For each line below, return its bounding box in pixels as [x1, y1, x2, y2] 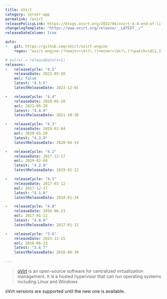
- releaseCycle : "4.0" [5, 204, 57, 209]
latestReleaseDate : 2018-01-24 [14, 195, 79, 200]
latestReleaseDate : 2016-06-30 [14, 250, 79, 255]
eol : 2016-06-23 [14, 240, 48, 246]
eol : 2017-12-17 [14, 186, 48, 191]
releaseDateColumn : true [5, 30, 57, 35]
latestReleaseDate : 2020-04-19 [14, 140, 79, 145]
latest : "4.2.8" [14, 163, 48, 168]
